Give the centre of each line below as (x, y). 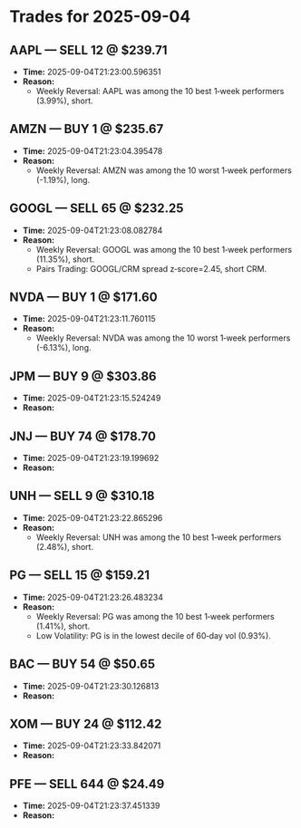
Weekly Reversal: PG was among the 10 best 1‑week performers (155, 616)
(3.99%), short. (64, 101)
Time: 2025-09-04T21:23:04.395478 (92, 150)
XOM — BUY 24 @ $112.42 (86, 723)
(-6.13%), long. (64, 348)
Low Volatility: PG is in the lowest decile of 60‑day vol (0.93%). (154, 635)
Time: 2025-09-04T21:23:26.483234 (93, 597)
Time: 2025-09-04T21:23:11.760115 (89, 319)
